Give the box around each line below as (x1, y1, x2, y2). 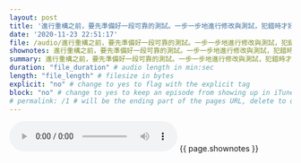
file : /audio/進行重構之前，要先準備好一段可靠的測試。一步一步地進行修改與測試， (9, 38, 282, 47)
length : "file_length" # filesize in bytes (9, 72, 175, 81)
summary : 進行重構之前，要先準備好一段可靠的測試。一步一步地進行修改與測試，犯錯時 (9, 55, 286, 64)
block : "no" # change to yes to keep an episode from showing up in (9, 88, 271, 97)
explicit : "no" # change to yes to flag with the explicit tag (9, 80, 251, 89)
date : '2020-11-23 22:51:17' (9, 30, 118, 39)
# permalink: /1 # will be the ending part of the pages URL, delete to (9, 96, 287, 106)
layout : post (9, 13, 58, 22)
